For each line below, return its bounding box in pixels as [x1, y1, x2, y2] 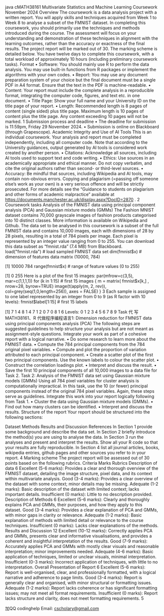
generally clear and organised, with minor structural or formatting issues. [5, 580, 152, 586]
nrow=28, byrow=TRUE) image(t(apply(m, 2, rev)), [5, 284, 107, 289]
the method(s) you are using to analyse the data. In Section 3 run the [5, 434, 144, 440]
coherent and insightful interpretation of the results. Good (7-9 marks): [5, 538, 148, 544]
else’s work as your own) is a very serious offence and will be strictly [5, 181, 144, 187]
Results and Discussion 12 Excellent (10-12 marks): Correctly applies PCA [5, 528, 153, 533]
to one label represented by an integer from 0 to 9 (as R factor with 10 [5, 294, 146, 299]
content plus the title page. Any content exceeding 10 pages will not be [5, 114, 148, 119]
